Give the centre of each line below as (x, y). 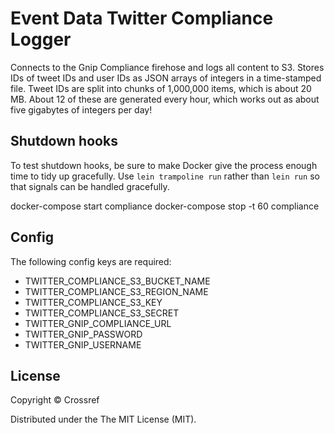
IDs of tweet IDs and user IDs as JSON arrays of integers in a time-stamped (166, 78)
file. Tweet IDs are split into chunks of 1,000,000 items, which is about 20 (161, 88)
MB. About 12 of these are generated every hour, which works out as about (165, 99)
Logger (41, 39)
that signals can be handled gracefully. (90, 186)
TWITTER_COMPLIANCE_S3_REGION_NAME (116, 291)
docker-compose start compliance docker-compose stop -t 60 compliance (165, 206)
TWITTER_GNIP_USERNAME (83, 344)
